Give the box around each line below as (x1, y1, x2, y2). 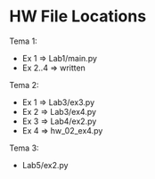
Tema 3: (9, 142, 39, 153)
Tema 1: (9, 36, 37, 46)
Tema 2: (9, 79, 39, 90)
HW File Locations (9, 6, 147, 27)
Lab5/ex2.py (21, 159, 69, 170)
